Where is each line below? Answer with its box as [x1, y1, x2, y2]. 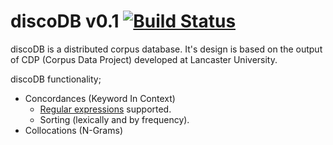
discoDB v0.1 [10, 10, 120, 33]
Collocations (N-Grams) [24, 124, 123, 136]
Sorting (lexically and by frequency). [39, 113, 190, 125]
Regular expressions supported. [39, 103, 172, 115]
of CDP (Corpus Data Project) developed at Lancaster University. [10, 53, 278, 65]
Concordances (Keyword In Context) [24, 92, 176, 104]
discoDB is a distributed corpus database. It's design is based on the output [10, 43, 323, 55]
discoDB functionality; [10, 73, 102, 85]
